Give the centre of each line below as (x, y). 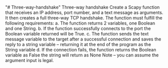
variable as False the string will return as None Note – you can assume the (82, 55)
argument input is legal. (30, 60)
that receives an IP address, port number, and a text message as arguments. (84, 12)
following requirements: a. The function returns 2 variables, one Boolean (80, 23)
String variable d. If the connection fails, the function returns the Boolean (81, 50)
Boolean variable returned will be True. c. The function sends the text (77, 34)
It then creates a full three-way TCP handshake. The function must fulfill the (84, 18)
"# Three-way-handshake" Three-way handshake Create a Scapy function (82, 7)
